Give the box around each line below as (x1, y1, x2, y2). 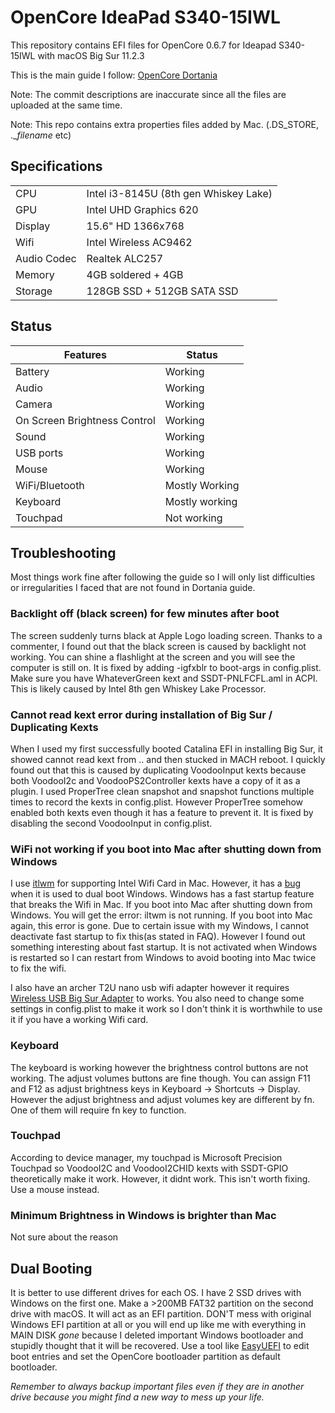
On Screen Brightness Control (15, 413, 156, 427)
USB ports (15, 446, 64, 460)
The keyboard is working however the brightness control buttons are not (10, 1061, 309, 1073)
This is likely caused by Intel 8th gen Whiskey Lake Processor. (10, 682, 267, 695)
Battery (15, 364, 50, 378)
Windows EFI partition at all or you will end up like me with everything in (10, 1318, 307, 1330)
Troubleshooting (10, 544, 117, 561)
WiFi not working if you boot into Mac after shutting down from (10, 842, 322, 856)
